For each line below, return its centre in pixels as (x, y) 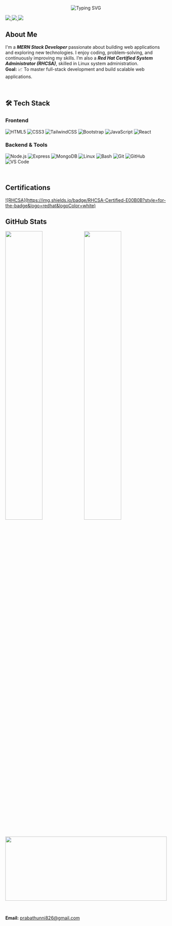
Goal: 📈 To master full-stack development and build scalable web (75, 69)
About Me (21, 35)
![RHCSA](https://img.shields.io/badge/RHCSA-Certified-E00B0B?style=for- (86, 200)
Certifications (28, 188)
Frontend (17, 121)
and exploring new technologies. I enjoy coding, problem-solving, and (79, 52)
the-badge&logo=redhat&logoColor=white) (51, 205)
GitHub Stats (26, 222)
